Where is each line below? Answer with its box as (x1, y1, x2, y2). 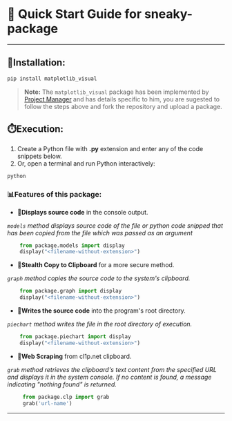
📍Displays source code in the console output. (17, 208, 148, 216)
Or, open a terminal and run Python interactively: (17, 159, 155, 168)
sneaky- (144, 6, 193, 22)
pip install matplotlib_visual (7, 75, 97, 82)
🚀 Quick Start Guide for (7, 6, 142, 22)
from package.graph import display (19, 288, 122, 295)
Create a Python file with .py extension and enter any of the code (17, 145, 204, 153)
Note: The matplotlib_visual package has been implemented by (23, 88, 209, 96)
